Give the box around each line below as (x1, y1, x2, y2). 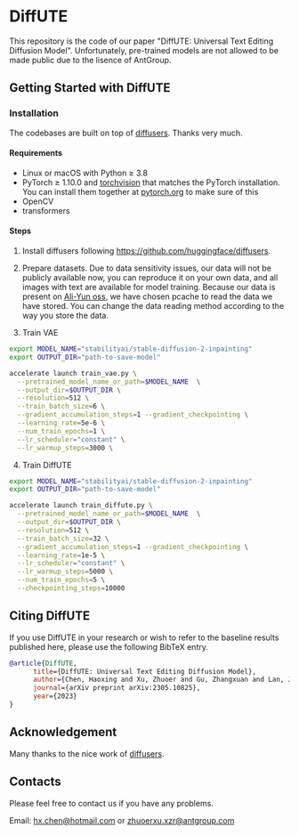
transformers (21, 205, 70, 215)
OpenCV (21, 196, 54, 207)
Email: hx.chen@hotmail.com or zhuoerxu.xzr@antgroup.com (9, 815, 235, 825)
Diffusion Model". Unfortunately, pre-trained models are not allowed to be (9, 45, 279, 55)
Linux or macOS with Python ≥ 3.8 (21, 167, 149, 178)
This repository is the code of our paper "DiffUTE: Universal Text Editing (9, 36, 274, 46)
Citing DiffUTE (9, 608, 91, 624)
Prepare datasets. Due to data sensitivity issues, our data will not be (21, 263, 271, 273)
